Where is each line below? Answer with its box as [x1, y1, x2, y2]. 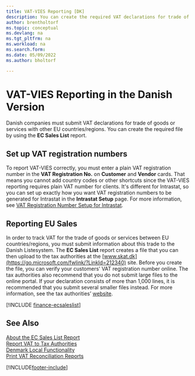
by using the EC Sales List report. [6, 132, 87, 139]
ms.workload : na [6, 42, 46, 47]
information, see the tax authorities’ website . [6, 290, 113, 297]
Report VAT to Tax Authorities [6, 340, 77, 347]
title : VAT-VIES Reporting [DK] [6, 8, 85, 15]
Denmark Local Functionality [6, 346, 75, 353]
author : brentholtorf [6, 19, 59, 25]
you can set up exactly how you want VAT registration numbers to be [6, 189, 172, 196]
